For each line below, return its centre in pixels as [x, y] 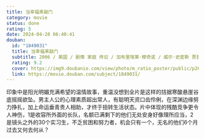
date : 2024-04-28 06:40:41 [41, 35]
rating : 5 [19, 29]
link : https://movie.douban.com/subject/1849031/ [76, 74]
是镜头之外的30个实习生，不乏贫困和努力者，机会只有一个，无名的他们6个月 [102, 123]
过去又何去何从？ [28, 130]
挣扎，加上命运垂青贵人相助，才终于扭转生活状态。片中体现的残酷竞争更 [102, 107]
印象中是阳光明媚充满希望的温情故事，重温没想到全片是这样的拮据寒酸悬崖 [100, 92]
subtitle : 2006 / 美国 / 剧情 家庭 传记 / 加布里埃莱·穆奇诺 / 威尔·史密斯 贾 [104, 57]
